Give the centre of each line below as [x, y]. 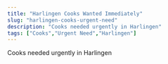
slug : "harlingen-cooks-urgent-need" [63, 20]
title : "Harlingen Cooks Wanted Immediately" [75, 14]
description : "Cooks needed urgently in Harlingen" [84, 26]
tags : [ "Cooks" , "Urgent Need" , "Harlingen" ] [72, 33]
